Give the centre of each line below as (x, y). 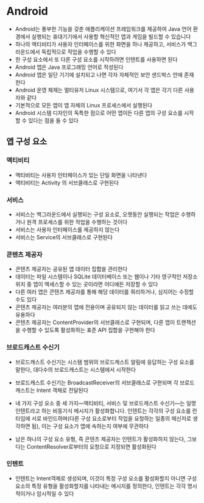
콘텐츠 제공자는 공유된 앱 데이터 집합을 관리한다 (71, 269)
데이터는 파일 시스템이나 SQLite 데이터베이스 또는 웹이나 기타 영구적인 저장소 (106, 277)
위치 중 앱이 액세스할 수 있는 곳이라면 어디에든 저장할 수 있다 (86, 284)
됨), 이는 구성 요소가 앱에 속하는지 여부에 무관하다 (90, 426)
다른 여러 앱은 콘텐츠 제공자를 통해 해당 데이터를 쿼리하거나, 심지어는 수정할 (104, 292)
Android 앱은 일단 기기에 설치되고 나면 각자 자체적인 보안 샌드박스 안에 (99, 74)
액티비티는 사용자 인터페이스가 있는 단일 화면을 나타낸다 (81, 175)
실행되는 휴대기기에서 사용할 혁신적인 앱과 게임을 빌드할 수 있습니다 (111, 36)
